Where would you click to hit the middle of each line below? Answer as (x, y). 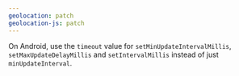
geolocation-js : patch (46, 23)
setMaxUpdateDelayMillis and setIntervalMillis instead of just (114, 54)
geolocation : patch (41, 16)
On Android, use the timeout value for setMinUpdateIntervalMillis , (120, 46)
